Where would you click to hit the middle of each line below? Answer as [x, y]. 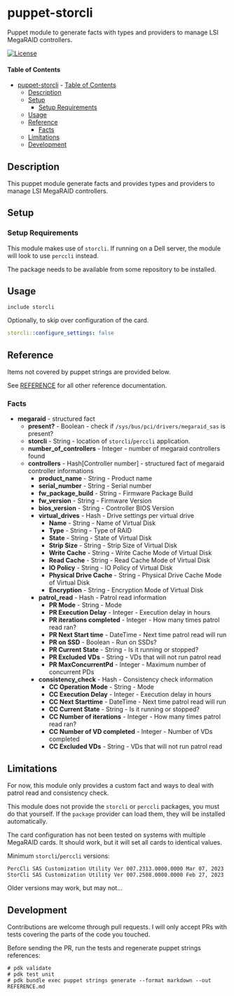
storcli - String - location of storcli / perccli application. [109, 441]
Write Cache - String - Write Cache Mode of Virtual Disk [130, 553]
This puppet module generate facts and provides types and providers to [111, 183]
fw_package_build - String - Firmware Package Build [116, 493]
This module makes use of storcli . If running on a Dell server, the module [114, 248]
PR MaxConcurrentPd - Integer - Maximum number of [128, 664]
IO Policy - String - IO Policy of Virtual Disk [111, 568]
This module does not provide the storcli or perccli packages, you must [113, 807]
